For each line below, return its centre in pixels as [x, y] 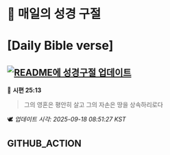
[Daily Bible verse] [60, 46]
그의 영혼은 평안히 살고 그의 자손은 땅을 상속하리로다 [93, 105]
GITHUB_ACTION [45, 143]
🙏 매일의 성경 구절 [54, 14]
